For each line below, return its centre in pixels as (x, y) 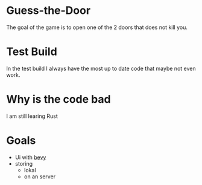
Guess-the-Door (49, 11)
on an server (40, 177)
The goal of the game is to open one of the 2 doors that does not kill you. (97, 27)
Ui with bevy (30, 157)
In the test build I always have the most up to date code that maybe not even (101, 68)
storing (24, 163)
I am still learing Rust (32, 116)
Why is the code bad (58, 99)
